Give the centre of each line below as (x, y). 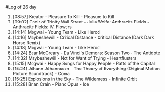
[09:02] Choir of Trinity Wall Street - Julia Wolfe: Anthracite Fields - (81, 22)
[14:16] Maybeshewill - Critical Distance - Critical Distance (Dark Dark (83, 37)
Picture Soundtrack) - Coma (41, 74)
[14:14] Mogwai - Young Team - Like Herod (56, 32)
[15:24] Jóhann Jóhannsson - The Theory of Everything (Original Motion (86, 69)
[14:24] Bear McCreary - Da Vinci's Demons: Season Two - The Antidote (86, 53)
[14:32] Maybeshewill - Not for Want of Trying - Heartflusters (75, 58)
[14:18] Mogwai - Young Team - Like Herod (56, 48)
